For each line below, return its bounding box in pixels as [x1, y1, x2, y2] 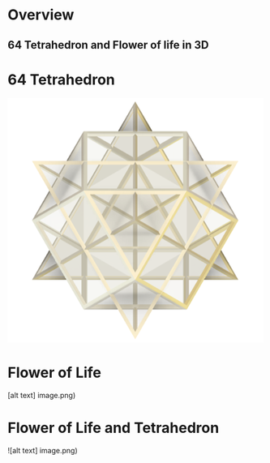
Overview [7, 6, 75, 24]
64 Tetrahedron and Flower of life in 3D [7, 38, 209, 52]
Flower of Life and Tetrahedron [7, 418, 220, 437]
